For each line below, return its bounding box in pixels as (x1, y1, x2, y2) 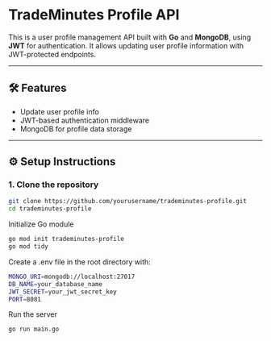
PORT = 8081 (8, 295, 42, 303)
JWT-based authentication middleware (19, 115, 150, 125)
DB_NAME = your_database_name (8, 280, 103, 288)
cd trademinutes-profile (8, 205, 92, 213)
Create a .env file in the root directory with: (8, 256, 151, 267)
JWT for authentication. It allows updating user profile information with (8, 40, 244, 50)
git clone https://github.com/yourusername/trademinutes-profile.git (8, 198, 248, 206)
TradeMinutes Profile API (8, 6, 180, 24)
